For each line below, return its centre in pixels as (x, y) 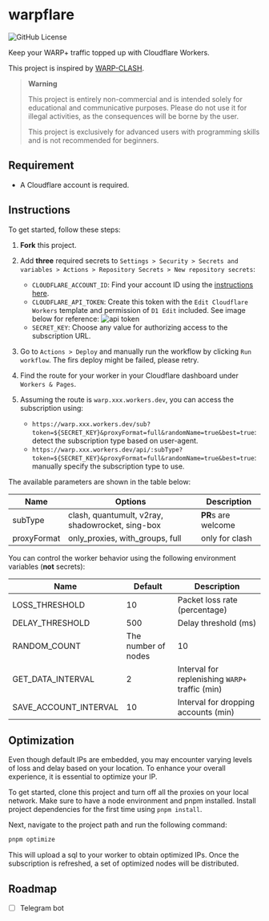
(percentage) (202, 610)
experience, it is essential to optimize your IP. (83, 777)
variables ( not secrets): (47, 566)
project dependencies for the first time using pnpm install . (105, 809)
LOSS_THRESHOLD (49, 605)
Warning (42, 83)
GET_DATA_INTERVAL (53, 679)
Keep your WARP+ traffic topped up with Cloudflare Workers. (109, 52)
